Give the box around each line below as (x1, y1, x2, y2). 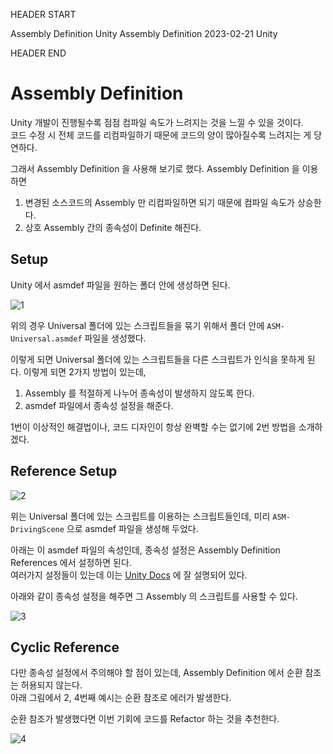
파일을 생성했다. (84, 332, 147, 344)
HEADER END (10, 47, 67, 59)
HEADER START (10, 9, 77, 20)
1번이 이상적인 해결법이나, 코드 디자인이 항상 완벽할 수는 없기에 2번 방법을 (10, 420, 297, 433)
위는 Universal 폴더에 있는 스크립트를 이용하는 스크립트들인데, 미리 (10, 510, 271, 522)
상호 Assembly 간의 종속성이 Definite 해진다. (24, 221, 202, 233)
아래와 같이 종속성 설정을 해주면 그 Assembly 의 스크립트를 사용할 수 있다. (10, 590, 298, 602)
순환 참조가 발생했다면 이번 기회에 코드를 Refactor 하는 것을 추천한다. (10, 713, 280, 725)
